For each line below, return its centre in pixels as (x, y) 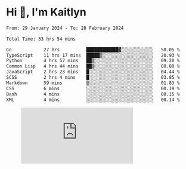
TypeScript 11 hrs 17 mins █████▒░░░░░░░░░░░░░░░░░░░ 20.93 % (93, 55)
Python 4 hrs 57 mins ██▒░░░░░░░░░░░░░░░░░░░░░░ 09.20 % (93, 61)
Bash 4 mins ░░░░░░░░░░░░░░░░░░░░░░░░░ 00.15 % (93, 94)
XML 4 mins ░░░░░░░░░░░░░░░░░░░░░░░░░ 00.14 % (93, 100)
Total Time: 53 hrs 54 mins (41, 39)
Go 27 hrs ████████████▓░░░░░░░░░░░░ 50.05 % (93, 50)
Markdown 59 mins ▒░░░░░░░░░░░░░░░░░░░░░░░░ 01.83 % (93, 83)
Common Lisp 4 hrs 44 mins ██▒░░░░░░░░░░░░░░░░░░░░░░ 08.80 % (93, 66)
